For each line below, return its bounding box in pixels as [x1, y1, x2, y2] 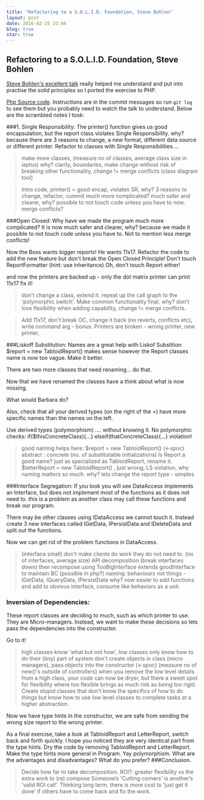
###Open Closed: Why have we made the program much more [6, 217, 164, 224]
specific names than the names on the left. [6, 414, 114, 421]
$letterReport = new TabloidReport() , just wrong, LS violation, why [21, 464, 189, 471]
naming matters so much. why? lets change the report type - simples [21, 470, 195, 478]
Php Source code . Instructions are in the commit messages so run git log [6, 98, 193, 106]
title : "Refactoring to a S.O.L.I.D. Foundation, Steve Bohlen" [6, 9, 173, 15]
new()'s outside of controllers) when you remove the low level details [21, 668, 195, 675]
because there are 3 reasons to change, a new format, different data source [6, 136, 197, 144]
